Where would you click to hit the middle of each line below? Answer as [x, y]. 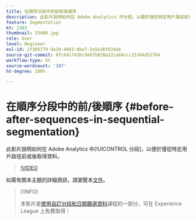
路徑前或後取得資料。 [36, 156]
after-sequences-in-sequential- [85, 120]
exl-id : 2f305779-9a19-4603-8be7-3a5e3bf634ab [64, 50]
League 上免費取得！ [45, 211]
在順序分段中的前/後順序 [64, 107]
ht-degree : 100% [26, 71]
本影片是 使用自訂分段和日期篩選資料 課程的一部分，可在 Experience [101, 204]
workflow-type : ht [28, 60]
